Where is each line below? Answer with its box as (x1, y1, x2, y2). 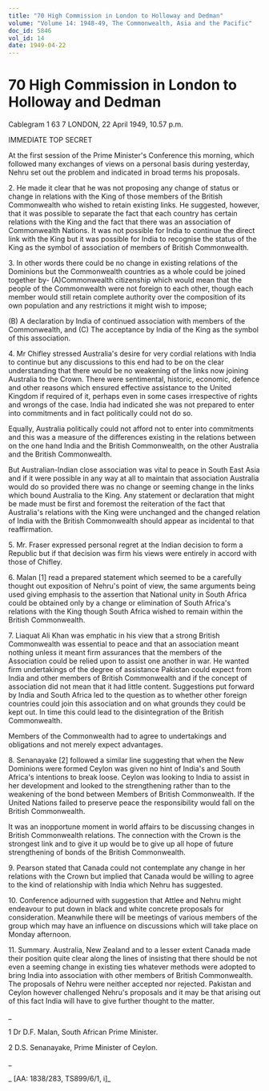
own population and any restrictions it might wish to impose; (8, 301, 207, 311)
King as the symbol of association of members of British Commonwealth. (8, 243, 250, 252)
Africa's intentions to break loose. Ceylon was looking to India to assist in (8, 772, 250, 782)
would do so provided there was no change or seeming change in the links (8, 482, 255, 492)
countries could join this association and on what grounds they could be (8, 698, 246, 709)
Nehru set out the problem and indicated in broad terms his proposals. (8, 167, 240, 177)
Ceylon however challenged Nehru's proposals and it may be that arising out (8, 988, 261, 997)
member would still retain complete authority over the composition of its (8, 292, 246, 302)
